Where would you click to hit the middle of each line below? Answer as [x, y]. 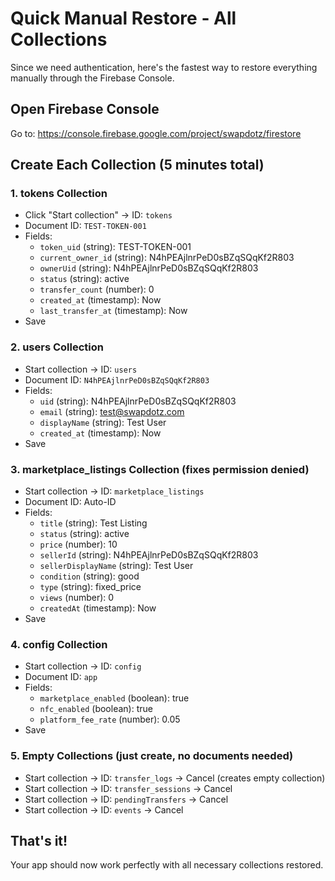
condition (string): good [89, 576]
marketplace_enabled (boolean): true [114, 698]
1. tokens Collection [59, 194]
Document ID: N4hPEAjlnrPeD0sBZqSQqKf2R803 [117, 379]
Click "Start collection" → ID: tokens [98, 215]
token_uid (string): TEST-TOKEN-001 [115, 247]
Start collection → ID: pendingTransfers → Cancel [126, 799]
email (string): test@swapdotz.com [112, 411]
